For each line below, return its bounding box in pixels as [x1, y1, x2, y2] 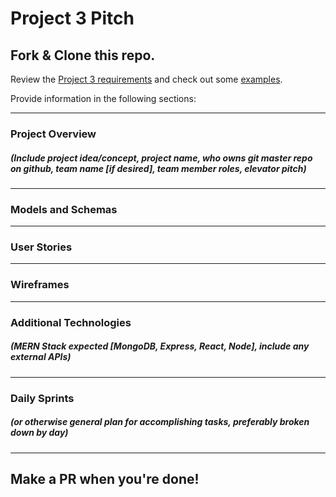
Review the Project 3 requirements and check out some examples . [10, 73, 283, 85]
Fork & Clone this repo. [10, 47, 156, 64]
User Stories [10, 240, 73, 254]
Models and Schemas [10, 202, 118, 216]
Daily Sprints [10, 391, 75, 405]
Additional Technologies [10, 315, 132, 329]
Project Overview [10, 127, 97, 141]
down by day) [10, 427, 69, 439]
